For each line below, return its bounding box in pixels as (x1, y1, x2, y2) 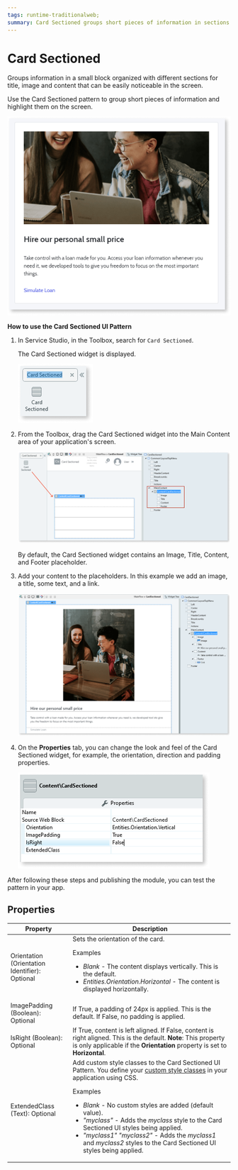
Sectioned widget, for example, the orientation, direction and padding (17, 750, 221, 759)
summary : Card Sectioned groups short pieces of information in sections (7, 18, 230, 26)
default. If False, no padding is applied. (72, 1013, 186, 1021)
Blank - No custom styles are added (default (83, 1101, 214, 1110)
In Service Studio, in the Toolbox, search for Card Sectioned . (17, 336, 194, 345)
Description (132, 925, 168, 933)
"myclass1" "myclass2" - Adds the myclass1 (83, 1131, 216, 1140)
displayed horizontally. (83, 985, 149, 993)
